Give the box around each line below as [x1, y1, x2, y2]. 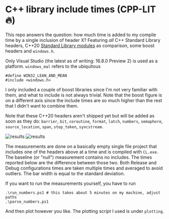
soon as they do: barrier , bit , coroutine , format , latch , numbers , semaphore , [5, 118, 163, 124]
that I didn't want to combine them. [5, 103, 79, 109]
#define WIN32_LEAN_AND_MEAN [5, 73, 67, 78]
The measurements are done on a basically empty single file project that [5, 143, 157, 149]
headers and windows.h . [5, 47, 55, 54]
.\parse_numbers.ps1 [5, 199, 49, 204]
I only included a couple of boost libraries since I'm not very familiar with [5, 86, 158, 92]
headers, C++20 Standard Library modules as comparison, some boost [5, 42, 155, 48]
